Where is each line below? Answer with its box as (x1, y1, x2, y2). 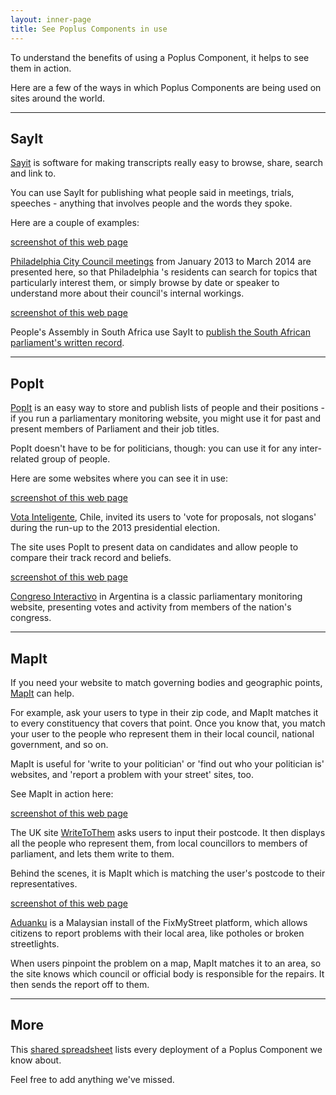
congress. (10, 612, 52, 624)
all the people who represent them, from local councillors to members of (10, 837, 308, 849)
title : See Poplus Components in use (10, 24, 168, 34)
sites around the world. (10, 92, 106, 104)
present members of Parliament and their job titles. (10, 423, 220, 435)
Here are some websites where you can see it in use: (10, 472, 228, 485)
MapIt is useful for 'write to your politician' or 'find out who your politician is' (10, 757, 325, 770)
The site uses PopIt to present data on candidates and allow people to (10, 541, 299, 553)
